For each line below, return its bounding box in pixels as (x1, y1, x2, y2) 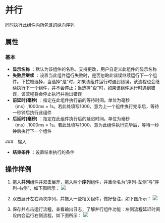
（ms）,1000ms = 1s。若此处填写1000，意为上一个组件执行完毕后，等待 (12, 103, 160, 109)
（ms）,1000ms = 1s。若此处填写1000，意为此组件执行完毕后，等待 (12, 122, 151, 128)
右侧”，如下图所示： (19, 185, 60, 191)
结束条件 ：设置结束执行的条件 (12, 149, 75, 155)
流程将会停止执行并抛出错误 (25, 91, 82, 97)
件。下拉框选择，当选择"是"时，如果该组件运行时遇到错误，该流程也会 (12, 78, 156, 84)
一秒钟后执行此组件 (12, 110, 52, 115)
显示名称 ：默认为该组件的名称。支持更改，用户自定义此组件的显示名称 (12, 66, 157, 72)
